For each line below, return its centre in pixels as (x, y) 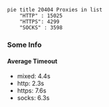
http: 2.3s (31, 83)
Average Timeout (32, 61)
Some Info (25, 44)
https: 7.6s (32, 91)
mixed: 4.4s (34, 76)
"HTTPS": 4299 (39, 22)
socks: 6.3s (33, 98)
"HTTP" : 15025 (41, 16)
